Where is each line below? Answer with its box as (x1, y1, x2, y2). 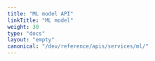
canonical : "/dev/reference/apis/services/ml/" (7, 43, 149, 50)
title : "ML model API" (7, 10, 74, 18)
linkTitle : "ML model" (7, 17, 74, 24)
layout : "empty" (7, 36, 55, 43)
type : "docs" (7, 29, 46, 37)
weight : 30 (7, 23, 39, 30)
